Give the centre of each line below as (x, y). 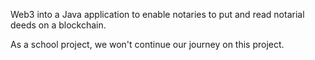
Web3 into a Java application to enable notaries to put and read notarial (157, 14)
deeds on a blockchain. (58, 25)
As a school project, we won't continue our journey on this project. (147, 44)
